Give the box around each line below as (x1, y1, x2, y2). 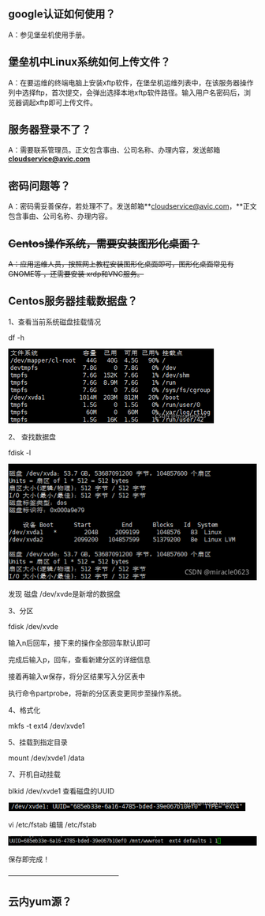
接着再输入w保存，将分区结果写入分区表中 (8, 672, 146, 681)
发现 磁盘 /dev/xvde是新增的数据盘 (8, 590, 121, 599)
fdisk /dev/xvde (8, 622, 59, 631)
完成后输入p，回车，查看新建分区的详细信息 (8, 655, 151, 665)
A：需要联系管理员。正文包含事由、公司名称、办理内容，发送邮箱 (8, 145, 221, 155)
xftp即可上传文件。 (35, 97, 97, 107)
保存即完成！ (8, 854, 50, 864)
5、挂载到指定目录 (8, 737, 69, 747)
